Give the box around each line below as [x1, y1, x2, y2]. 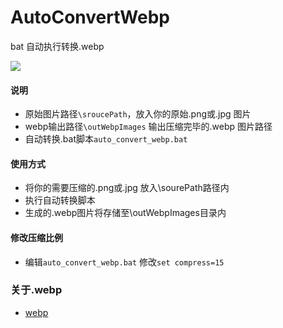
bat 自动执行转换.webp [10, 40, 105, 52]
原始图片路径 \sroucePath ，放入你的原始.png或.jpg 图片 [24, 108, 252, 120]
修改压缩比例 [10, 231, 63, 243]
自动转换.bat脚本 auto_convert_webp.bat [24, 133, 188, 145]
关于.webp [10, 283, 63, 297]
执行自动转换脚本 [24, 194, 96, 206]
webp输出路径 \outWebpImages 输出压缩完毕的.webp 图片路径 [24, 121, 273, 133]
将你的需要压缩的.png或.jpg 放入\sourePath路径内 [24, 182, 230, 194]
